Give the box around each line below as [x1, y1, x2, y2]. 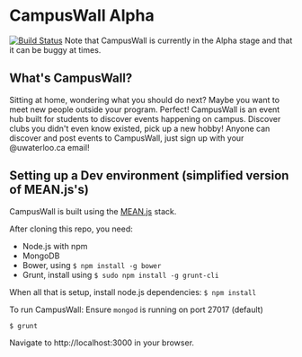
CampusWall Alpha [9, 5, 155, 26]
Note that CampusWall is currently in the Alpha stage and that [64, 35, 293, 46]
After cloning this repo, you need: [9, 223, 133, 234]
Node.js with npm [22, 240, 88, 251]
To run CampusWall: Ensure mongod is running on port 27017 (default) [9, 304, 263, 315]
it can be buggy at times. [9, 44, 102, 55]
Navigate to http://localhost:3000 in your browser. [9, 337, 195, 348]
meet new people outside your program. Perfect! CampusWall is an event [9, 104, 280, 115]
